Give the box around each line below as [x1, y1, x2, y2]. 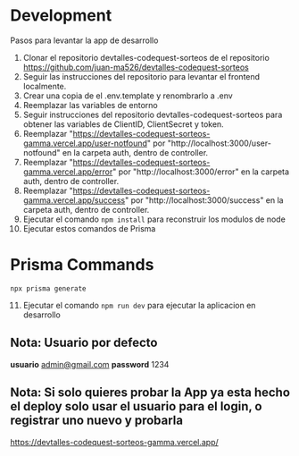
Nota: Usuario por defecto [10, 335, 158, 350]
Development [10, 5, 112, 26]
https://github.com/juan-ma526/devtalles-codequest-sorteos [22, 62, 249, 72]
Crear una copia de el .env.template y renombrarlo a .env [22, 90, 233, 101]
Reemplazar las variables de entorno [22, 99, 159, 110]
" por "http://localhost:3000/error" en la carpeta [112, 166, 289, 177]
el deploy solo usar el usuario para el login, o [10, 399, 262, 414]
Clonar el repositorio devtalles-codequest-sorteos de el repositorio [22, 52, 270, 63]
